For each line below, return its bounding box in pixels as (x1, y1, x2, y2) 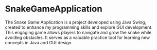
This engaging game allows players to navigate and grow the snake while (5, 29, 152, 35)
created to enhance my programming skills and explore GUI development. (5, 24, 153, 30)
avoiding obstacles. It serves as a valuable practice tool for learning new (5, 35, 150, 40)
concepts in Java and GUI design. (5, 39, 73, 45)
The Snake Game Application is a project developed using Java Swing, (5, 19, 147, 25)
